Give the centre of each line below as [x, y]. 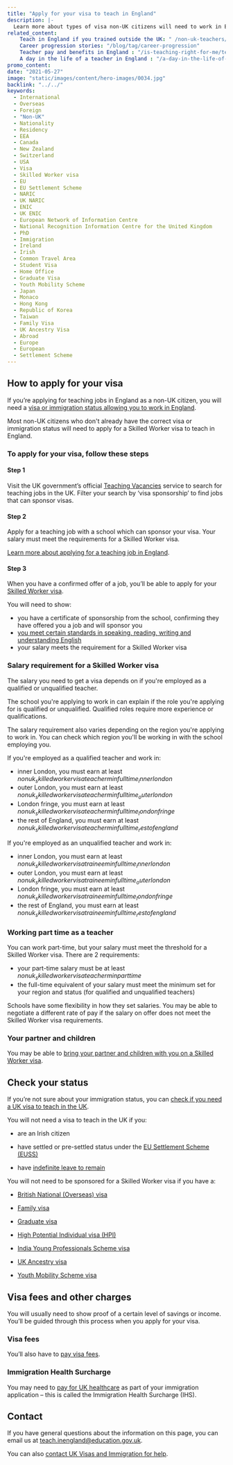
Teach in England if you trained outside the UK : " [96, 40]
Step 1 [16, 470]
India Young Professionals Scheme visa [74, 1249]
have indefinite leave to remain [61, 1168]
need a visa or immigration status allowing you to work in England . [102, 407]
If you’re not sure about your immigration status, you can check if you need [115, 1099]
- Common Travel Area [45, 259]
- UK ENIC [27, 214]
